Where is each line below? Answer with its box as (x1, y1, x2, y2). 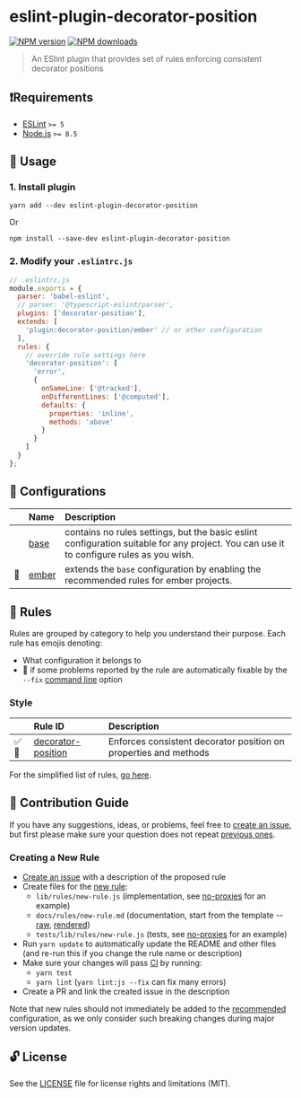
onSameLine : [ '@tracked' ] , (41, 384, 142, 393)
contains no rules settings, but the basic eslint (64, 525, 258, 538)
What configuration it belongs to (21, 655, 142, 666)
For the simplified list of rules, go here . (9, 769, 152, 780)
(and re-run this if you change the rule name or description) (21, 947, 243, 958)
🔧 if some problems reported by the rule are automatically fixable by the (21, 664, 288, 675)
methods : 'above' (48, 417, 115, 426)
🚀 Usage (9, 154, 56, 170)
